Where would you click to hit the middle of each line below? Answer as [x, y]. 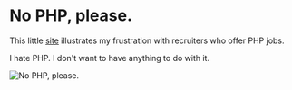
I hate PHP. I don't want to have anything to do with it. [110, 58]
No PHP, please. [71, 16]
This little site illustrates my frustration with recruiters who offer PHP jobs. [147, 40]
